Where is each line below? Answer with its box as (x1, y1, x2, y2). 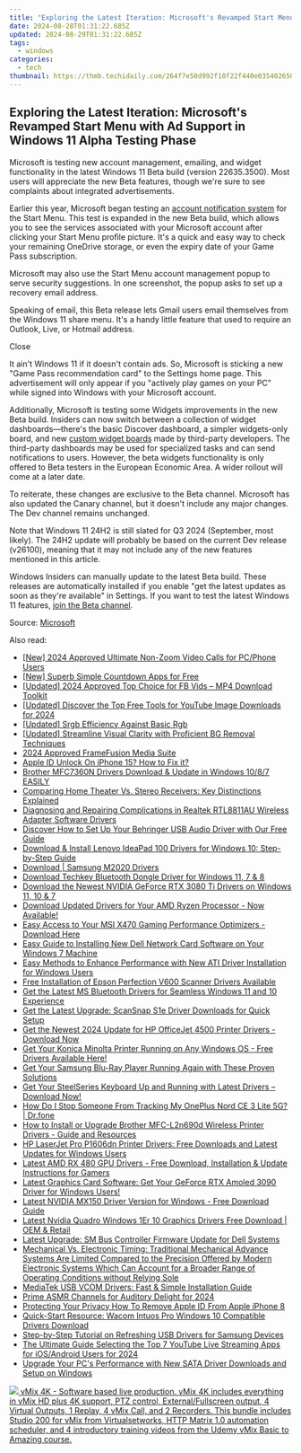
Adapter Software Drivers (21, 814, 116, 824)
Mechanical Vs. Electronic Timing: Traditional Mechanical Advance (21, 1243, 269, 1254)
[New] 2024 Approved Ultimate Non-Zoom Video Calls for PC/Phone (21, 652, 276, 663)
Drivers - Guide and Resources (21, 1129, 137, 1140)
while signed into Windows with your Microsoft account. (9, 387, 217, 398)
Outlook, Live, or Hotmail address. (9, 323, 135, 334)
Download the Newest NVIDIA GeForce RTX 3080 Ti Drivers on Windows (21, 881, 292, 892)
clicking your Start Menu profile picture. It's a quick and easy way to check (9, 231, 286, 242)
